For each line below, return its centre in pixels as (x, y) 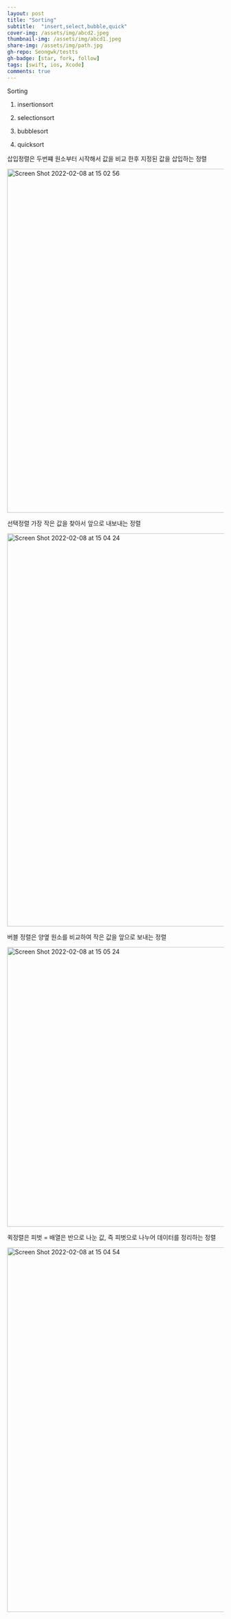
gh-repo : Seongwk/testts (43, 52)
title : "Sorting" (32, 20)
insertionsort (35, 104)
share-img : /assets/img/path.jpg (55, 46)
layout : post (26, 13)
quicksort (31, 144)
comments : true (29, 71)
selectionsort (36, 117)
